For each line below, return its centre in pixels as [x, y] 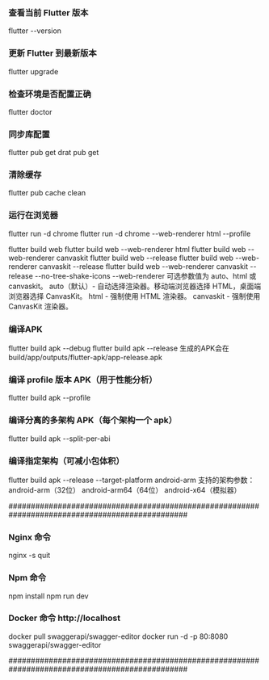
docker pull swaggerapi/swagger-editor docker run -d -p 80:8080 [118, 636]
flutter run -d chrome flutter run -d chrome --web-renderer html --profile [130, 233]
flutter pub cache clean [47, 193]
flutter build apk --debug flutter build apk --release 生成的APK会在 [119, 348]
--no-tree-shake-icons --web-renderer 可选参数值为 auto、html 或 [146, 275]
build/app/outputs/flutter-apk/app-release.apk [86, 358]
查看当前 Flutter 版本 [48, 12]
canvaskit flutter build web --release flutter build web [145, 258]
